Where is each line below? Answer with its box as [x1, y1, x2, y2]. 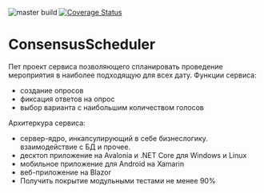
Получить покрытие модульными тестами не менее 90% [19, 175, 216, 185]
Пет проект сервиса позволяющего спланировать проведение [8, 61, 224, 71]
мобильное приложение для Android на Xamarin [19, 159, 185, 168]
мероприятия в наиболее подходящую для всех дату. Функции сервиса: [8, 70, 258, 80]
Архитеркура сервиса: [8, 118, 86, 128]
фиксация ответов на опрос [19, 94, 115, 104]
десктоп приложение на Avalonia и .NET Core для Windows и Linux [19, 150, 247, 160]
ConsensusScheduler [8, 36, 156, 53]
